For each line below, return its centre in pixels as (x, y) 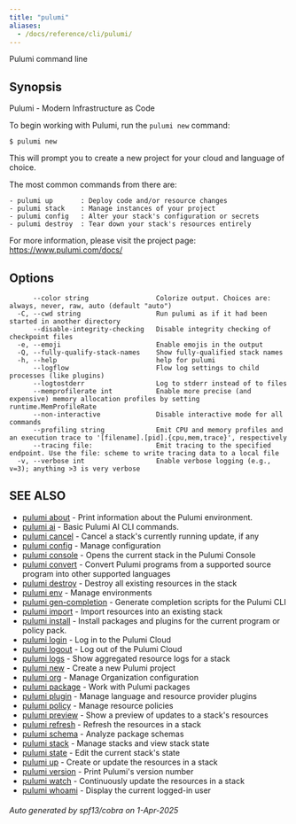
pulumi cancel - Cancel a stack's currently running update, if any (140, 536)
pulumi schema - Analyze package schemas (103, 734)
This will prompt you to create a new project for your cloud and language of (147, 158)
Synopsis (35, 86)
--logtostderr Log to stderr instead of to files (160, 384)
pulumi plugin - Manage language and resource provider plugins (139, 696)
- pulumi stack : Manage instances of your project (113, 209)
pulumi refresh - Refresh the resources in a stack (112, 724)
